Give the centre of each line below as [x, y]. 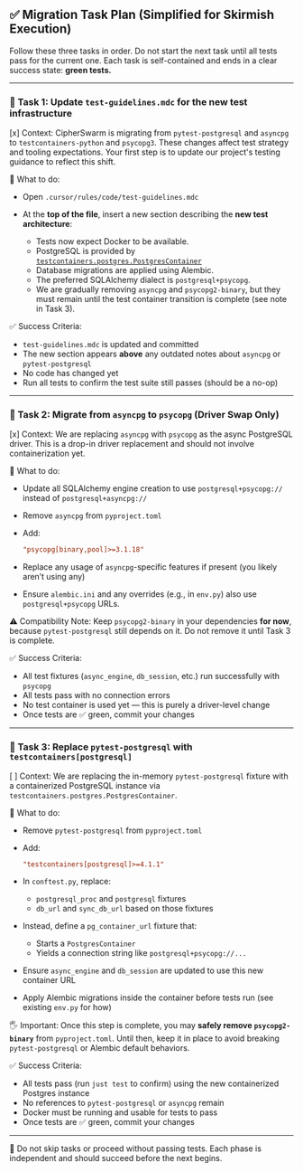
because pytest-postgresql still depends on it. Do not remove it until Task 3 [150, 631]
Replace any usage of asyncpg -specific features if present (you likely [150, 567]
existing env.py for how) [67, 1007]
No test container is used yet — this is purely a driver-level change [146, 705]
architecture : [47, 224]
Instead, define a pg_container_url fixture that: [110, 926]
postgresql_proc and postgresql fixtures [111, 899]
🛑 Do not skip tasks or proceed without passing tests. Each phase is [135, 1148]
